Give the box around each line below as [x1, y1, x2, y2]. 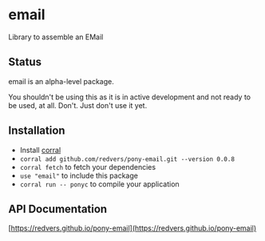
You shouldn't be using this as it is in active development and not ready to [8, 92, 251, 102]
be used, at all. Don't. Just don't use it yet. [8, 100, 148, 110]
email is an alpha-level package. [8, 76, 114, 86]
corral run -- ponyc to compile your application [19, 179, 180, 189]
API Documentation [8, 202, 108, 215]
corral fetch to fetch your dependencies [19, 162, 156, 171]
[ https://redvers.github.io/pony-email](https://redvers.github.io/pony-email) [8, 223, 257, 233]
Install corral [19, 145, 61, 155]
